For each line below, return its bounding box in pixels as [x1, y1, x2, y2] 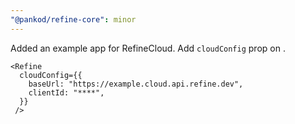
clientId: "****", [28, 87, 105, 98]
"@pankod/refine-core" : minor [10, 14, 137, 25]
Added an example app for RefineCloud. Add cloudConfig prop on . [10, 42, 286, 54]
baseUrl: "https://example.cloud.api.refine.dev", [28, 79, 244, 89]
